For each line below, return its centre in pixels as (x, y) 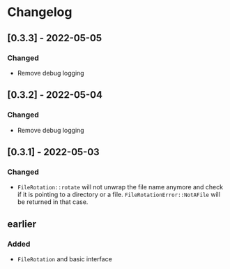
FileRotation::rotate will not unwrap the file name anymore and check (120, 187)
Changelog (40, 12)
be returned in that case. (53, 202)
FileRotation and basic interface (65, 259)
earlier (22, 224)
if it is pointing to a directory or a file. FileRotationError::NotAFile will (119, 195)
